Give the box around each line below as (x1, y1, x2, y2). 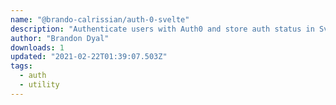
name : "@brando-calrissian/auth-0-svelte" (10, 14, 190, 25)
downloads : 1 (10, 42, 65, 53)
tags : (10, 61, 33, 71)
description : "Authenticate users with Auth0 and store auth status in (10, 24, 315, 34)
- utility (19, 80, 60, 90)
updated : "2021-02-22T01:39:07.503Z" (10, 52, 168, 62)
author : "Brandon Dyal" (10, 33, 110, 43)
